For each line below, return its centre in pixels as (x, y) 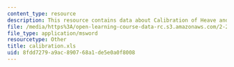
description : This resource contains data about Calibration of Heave (112, 20)
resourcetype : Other (37, 40)
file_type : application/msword (53, 33)
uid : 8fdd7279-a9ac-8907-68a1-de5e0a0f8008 (71, 53)
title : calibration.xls (42, 46)
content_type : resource (42, 14)
